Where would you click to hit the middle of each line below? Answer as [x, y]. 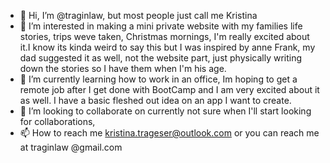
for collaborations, [57, 121]
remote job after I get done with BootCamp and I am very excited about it [169, 89]
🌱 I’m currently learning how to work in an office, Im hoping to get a [158, 79]
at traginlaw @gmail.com [71, 147]
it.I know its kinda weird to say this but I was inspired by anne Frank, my [167, 47]
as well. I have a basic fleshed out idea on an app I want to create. [155, 100]
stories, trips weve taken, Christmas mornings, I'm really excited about [164, 36]
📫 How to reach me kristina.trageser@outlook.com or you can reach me [169, 133]
